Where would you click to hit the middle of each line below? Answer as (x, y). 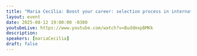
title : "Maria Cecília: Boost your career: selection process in (87, 11)
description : (22, 33)
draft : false (22, 44)
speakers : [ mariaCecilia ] (38, 38)
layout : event (23, 17)
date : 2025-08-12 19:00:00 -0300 (47, 22)
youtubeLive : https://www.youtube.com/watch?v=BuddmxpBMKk (80, 28)
